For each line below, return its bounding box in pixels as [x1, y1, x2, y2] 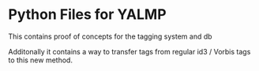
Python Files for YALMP [8, 6, 167, 24]
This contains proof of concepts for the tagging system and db [8, 32, 212, 41]
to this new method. [8, 55, 73, 65]
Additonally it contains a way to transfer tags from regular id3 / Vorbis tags [8, 47, 251, 56]
